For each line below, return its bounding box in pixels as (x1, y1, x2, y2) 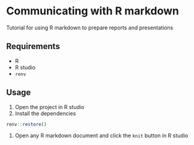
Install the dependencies (14, 110, 76, 117)
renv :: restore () (6, 121, 47, 127)
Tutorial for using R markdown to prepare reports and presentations (6, 24, 174, 31)
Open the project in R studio (14, 103, 85, 110)
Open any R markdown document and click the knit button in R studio (14, 132, 189, 139)
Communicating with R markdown (6, 4, 179, 18)
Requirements (6, 41, 60, 52)
